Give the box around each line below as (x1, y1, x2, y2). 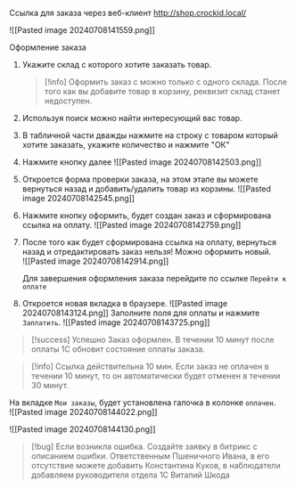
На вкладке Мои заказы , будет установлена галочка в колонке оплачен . (9, 397, 276, 408)
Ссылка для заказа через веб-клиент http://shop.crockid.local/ (9, 8, 247, 18)
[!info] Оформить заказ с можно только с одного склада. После (44, 77, 288, 87)
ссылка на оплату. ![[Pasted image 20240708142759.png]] (21, 220, 242, 230)
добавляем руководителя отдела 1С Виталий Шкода (30, 469, 230, 480)
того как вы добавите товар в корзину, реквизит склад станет (44, 86, 281, 96)
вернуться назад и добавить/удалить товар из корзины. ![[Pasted (21, 183, 272, 194)
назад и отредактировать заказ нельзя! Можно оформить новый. (21, 247, 272, 257)
